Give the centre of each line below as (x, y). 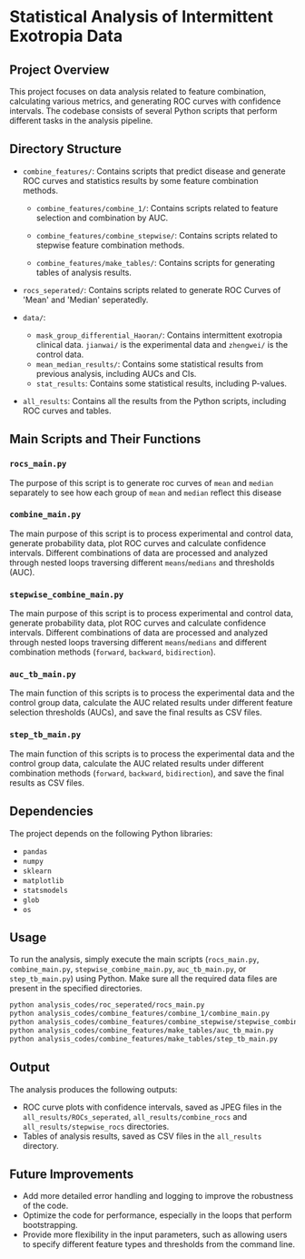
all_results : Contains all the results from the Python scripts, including (154, 401)
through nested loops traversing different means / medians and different (138, 643)
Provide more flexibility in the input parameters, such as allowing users (155, 1234)
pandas (35, 852)
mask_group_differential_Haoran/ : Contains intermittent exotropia (159, 335)
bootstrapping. (50, 1225)
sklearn (37, 871)
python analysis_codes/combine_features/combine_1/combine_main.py (140, 1014)
